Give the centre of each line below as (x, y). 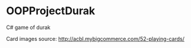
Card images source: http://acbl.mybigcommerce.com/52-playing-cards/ (95, 39)
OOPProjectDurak (51, 11)
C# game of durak (28, 27)
